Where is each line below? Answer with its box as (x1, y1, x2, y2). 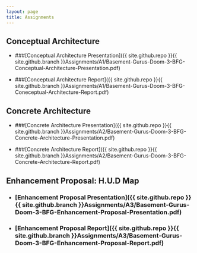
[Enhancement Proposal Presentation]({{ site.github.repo (14, 194, 185, 202)
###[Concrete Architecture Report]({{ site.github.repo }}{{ (14, 146, 157, 153)
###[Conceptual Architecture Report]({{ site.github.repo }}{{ (14, 76, 163, 83)
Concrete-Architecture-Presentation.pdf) (14, 134, 115, 141)
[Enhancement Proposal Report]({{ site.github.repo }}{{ (14, 224, 179, 232)
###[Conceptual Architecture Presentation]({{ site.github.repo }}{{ (14, 52, 177, 59)
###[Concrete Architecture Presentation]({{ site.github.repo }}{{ (14, 122, 172, 129)
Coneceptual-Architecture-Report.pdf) (14, 88, 109, 96)
